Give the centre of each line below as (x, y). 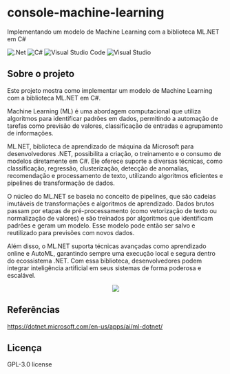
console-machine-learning (86, 13)
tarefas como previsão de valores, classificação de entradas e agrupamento (115, 126)
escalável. (21, 275)
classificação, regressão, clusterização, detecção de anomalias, (98, 168)
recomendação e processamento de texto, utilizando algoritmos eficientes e (115, 175)
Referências (34, 310)
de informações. (30, 133)
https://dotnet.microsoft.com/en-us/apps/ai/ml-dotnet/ (85, 326)
